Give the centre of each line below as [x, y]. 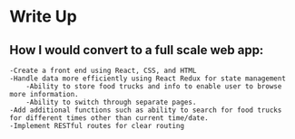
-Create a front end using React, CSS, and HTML [103, 70]
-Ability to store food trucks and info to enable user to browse [154, 87]
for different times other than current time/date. [109, 118]
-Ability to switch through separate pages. [111, 102]
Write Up [43, 17]
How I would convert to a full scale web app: [137, 50]
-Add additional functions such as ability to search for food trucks [146, 110]
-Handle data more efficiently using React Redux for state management [147, 79]
